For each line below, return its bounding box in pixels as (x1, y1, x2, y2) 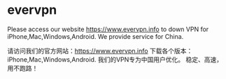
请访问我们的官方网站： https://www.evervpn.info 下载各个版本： (7, 46, 193, 55)
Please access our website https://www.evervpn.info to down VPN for (7, 25, 209, 33)
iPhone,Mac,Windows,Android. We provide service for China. (7, 32, 184, 40)
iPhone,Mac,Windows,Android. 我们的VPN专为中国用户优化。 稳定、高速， (7, 55, 223, 64)
